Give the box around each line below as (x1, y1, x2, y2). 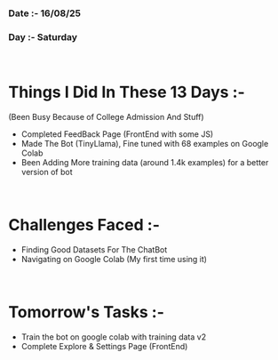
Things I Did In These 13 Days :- (8, 83, 245, 102)
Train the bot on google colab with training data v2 (20, 332, 206, 342)
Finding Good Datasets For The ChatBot (20, 244, 168, 255)
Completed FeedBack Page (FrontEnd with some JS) (20, 129, 214, 140)
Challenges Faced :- (8, 215, 161, 236)
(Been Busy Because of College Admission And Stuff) (8, 112, 205, 123)
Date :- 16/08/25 (8, 7, 82, 20)
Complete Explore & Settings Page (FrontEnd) (20, 341, 188, 352)
